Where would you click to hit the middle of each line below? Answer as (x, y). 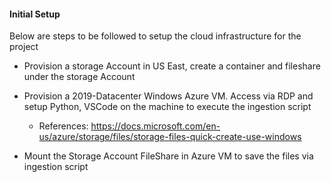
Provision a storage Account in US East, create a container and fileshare (172, 66)
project (24, 47)
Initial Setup (35, 14)
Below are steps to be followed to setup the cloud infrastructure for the (155, 36)
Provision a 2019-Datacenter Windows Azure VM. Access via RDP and (168, 96)
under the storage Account (79, 77)
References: (63, 126)
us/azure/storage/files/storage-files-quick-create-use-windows (170, 137)
